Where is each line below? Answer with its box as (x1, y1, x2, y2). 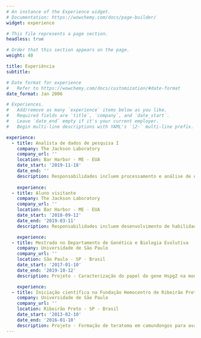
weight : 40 (6, 53, 33, 59)
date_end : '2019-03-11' (17, 217, 77, 224)
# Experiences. (6, 102, 44, 107)
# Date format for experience (6, 79, 82, 85)
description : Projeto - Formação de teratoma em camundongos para (17, 322, 186, 328)
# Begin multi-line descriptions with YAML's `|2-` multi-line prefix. (6, 124, 194, 130)
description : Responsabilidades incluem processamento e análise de (17, 173, 191, 179)
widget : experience (6, 20, 55, 26)
